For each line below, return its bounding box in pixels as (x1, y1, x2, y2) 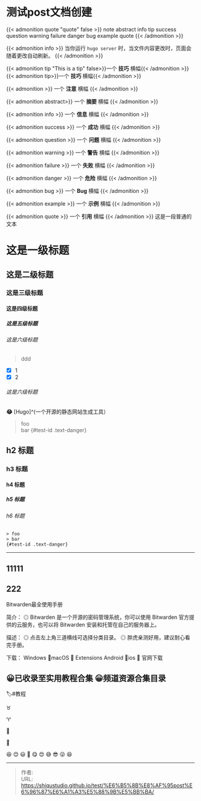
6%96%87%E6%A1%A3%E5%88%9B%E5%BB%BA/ (20, 788, 154, 796)
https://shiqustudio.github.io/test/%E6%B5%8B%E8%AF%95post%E (20, 782, 193, 789)
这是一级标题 (6, 244, 70, 257)
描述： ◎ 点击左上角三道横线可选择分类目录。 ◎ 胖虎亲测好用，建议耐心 (6, 633, 185, 641)
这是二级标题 (6, 269, 54, 279)
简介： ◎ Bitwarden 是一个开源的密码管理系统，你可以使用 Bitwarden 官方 (6, 614, 190, 621)
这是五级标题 (6, 320, 38, 327)
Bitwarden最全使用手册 (6, 600, 63, 608)
